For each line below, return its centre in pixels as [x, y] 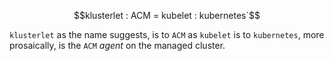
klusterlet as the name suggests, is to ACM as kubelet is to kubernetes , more [167, 34]
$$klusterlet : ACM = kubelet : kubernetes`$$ [167, 15]
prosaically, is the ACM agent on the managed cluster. [117, 45]
